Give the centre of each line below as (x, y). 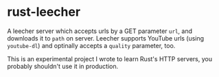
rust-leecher (44, 12)
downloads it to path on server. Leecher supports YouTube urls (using (106, 38)
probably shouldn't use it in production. (63, 66)
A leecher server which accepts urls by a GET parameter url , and (100, 31)
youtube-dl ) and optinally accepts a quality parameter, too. (91, 45)
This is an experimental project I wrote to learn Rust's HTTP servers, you (110, 58)
